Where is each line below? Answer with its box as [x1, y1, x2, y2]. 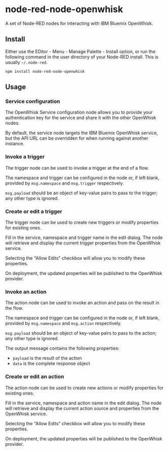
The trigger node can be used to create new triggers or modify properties [5, 219, 159, 226]
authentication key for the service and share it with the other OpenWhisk [5, 115, 156, 121]
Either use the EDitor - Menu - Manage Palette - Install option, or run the [5, 48, 156, 54]
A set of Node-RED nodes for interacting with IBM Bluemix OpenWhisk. [5, 20, 153, 26]
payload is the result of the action [12, 355, 82, 361]
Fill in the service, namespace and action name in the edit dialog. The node [5, 400, 162, 406]
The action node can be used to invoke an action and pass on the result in [5, 300, 159, 306]
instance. [5, 141, 25, 147]
